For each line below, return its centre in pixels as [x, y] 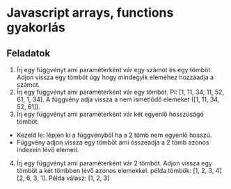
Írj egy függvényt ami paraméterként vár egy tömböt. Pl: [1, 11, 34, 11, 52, [120, 92]
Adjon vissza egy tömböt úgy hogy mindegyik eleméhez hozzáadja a [115, 77]
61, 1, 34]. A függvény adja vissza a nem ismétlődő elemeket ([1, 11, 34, [118, 99]
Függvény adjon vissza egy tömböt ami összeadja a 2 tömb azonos [113, 142]
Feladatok [29, 53]
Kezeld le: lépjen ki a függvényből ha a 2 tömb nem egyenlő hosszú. [114, 135]
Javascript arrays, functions [90, 13]
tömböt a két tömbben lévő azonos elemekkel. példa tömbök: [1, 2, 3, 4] [119, 171]
